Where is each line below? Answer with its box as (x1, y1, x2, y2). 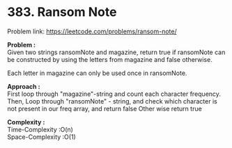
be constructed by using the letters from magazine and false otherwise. (7, 55, 212, 63)
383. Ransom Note (7, 4, 117, 20)
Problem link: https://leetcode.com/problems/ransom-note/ (7, 27, 177, 35)
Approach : (7, 82, 40, 90)
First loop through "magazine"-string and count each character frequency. (7, 90, 222, 98)
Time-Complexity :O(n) (7, 125, 73, 133)
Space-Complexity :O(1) (7, 133, 77, 141)
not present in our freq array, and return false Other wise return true (7, 104, 202, 113)
